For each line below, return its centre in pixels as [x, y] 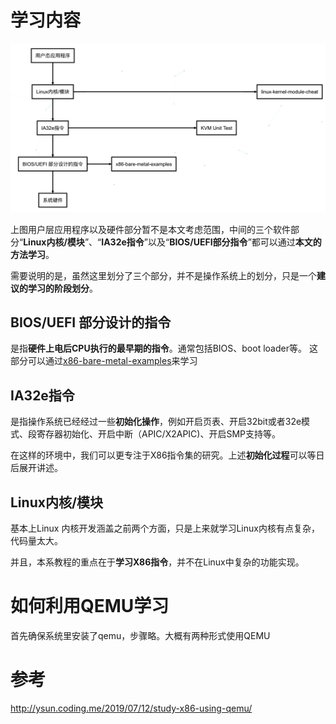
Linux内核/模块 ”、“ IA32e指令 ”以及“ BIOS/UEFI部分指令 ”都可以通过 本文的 [172, 242]
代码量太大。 [36, 541]
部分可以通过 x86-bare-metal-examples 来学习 [104, 361]
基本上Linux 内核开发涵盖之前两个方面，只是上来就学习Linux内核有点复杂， [165, 528]
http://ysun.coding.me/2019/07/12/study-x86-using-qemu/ [131, 708]
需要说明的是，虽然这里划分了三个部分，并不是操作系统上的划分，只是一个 [163, 275]
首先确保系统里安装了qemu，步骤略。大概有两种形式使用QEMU [140, 636]
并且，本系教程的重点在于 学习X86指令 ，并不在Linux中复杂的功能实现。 [157, 562]
